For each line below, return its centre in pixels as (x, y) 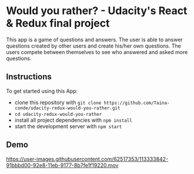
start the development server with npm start (68, 126)
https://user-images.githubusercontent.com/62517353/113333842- (87, 159)
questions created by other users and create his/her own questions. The (93, 46)
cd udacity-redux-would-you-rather (58, 114)
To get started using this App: (42, 91)
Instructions (29, 77)
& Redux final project (58, 23)
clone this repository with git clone (58, 102)
